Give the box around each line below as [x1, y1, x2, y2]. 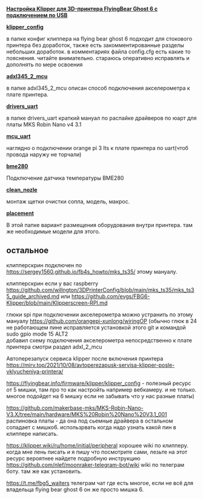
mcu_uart [6, 133, 31, 140]
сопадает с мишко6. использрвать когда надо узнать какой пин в [6, 423, 177, 430]
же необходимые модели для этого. [6, 228, 101, 235]
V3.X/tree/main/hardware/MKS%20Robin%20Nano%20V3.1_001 [6, 410, 167, 418]
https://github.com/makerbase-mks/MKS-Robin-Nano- [6, 404, 144, 412]
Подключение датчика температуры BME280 [6, 174, 124, 182]
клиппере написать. [6, 430, 59, 437]
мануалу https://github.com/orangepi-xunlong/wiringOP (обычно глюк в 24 [6, 317, 197, 324]
